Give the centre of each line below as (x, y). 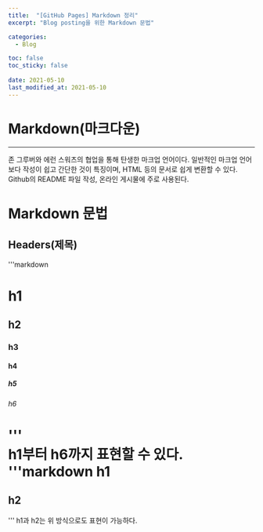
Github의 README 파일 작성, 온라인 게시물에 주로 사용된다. (99, 179)
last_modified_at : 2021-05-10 (58, 87)
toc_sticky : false (38, 66)
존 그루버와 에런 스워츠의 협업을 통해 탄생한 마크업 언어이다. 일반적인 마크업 (123, 159)
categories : (27, 37)
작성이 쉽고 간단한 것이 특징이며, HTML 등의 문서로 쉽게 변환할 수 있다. (130, 169)
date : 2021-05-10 (36, 80)
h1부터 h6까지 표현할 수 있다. (96, 454)
